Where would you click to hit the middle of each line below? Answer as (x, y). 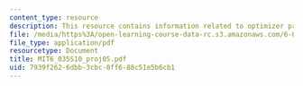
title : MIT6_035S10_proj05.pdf (68, 59)
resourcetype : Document (54, 51)
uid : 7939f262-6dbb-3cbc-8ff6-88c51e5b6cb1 (92, 68)
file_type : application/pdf (62, 43)
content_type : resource (54, 17)
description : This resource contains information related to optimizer (147, 26)
